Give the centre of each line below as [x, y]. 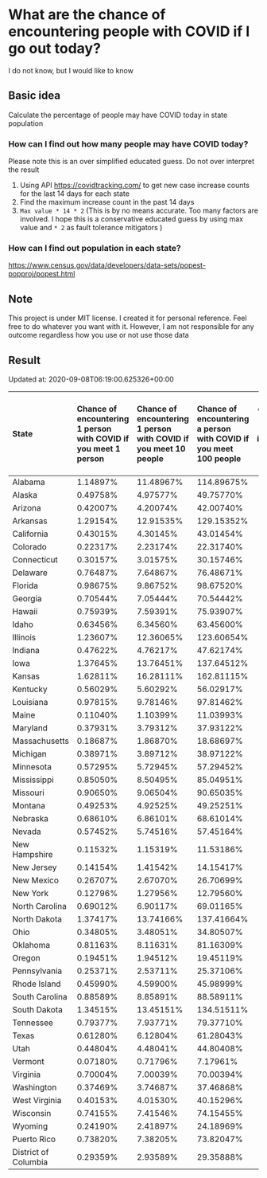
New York [31, 893]
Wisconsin [32, 1113]
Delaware [30, 573]
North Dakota [37, 919]
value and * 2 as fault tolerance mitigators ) [91, 228]
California [31, 534]
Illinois [24, 637]
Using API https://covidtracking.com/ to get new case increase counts [135, 186]
